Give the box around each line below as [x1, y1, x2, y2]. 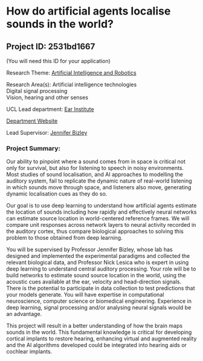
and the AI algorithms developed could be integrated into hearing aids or [6, 342, 187, 349]
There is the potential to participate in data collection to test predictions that [6, 285, 195, 292]
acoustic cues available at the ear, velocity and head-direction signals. [6, 278, 182, 286]
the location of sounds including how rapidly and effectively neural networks [6, 208, 197, 216]
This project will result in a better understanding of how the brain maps [6, 322, 183, 329]
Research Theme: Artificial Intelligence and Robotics [6, 69, 137, 76]
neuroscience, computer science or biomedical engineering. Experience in [6, 297, 192, 305]
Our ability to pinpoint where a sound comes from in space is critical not [6, 158, 185, 165]
